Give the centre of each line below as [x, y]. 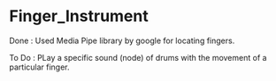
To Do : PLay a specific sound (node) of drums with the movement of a [138, 57]
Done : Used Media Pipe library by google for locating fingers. [122, 40]
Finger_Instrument [79, 16]
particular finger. [39, 67]
